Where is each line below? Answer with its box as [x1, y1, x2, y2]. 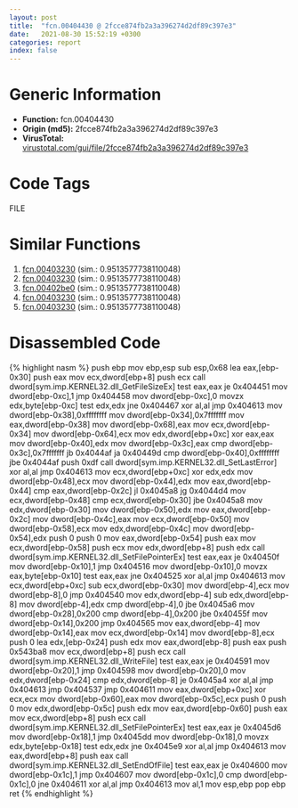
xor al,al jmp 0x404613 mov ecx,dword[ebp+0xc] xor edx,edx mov [9, 466, 254, 477]
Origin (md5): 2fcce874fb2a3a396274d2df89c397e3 [21, 124, 219, 135]
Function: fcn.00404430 [21, 114, 114, 125]
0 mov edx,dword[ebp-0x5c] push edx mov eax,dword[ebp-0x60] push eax [9, 703, 288, 714]
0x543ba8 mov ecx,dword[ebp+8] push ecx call [9, 646, 187, 657]
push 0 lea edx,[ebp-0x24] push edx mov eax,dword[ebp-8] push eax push [9, 636, 287, 647]
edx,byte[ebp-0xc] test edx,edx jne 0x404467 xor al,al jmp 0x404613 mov [9, 400, 283, 411]
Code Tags [9, 174, 91, 194]
